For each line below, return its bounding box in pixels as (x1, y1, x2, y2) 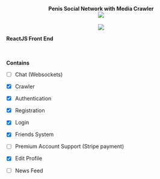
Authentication (14, 95, 52, 102)
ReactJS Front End (6, 35, 54, 42)
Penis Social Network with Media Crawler (48, 5, 155, 12)
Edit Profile (14, 155, 43, 162)
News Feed (14, 167, 43, 174)
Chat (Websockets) (14, 71, 63, 78)
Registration (14, 107, 45, 114)
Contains (6, 59, 30, 66)
